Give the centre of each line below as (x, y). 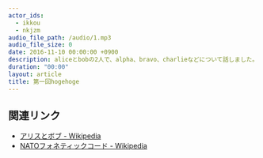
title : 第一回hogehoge (44, 81)
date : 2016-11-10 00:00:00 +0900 (63, 52)
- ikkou (28, 23)
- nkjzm (28, 30)
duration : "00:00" (38, 67)
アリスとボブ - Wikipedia (60, 136)
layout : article (35, 74)
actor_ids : (26, 15)
